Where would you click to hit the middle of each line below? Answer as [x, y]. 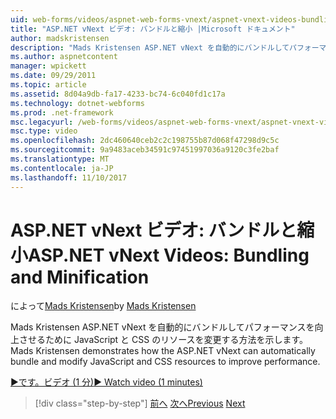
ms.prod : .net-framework [62, 112]
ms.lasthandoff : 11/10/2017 [69, 177]
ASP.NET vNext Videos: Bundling [169, 255]
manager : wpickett [48, 66]
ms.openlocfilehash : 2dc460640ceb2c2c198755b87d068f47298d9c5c [145, 141]
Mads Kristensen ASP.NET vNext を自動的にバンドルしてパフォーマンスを [162, 327]
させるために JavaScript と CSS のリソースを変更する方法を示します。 [163, 340]
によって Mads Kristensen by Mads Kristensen [103, 306]
